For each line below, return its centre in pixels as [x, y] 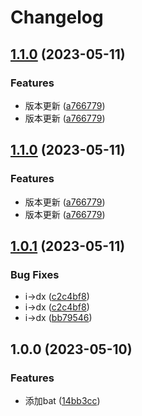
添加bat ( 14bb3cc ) [62, 400]
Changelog [57, 17]
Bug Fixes [35, 274]
